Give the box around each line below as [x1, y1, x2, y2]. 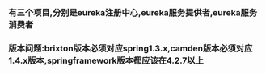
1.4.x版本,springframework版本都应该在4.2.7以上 [8, 55, 205, 66]
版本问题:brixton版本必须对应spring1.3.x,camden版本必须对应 [8, 43, 253, 54]
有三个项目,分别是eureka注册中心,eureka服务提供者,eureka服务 [8, 6, 257, 18]
